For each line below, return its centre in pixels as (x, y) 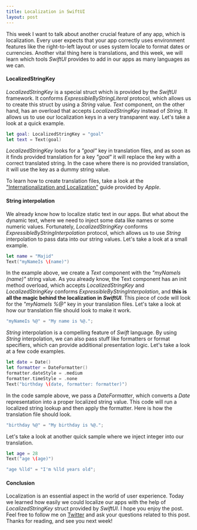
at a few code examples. (36, 351)
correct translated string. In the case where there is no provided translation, (98, 163)
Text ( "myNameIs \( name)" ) (38, 261)
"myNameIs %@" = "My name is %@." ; (50, 321)
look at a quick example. (36, 123)
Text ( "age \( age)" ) (30, 459)
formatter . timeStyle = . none (42, 378)
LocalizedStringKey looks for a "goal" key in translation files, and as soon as (98, 151)
